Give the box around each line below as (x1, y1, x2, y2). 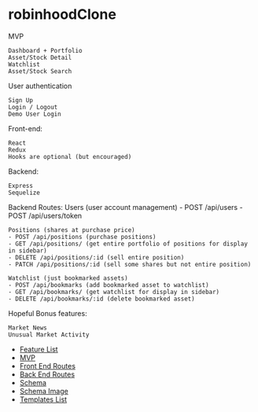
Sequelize (8, 189, 41, 197)
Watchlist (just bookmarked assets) (8, 274, 128, 282)
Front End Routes (19, 361, 76, 370)
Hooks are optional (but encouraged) (8, 153, 132, 160)
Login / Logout (8, 103, 58, 111)
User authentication (8, 81, 72, 90)
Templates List (19, 395, 68, 404)
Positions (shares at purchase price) (8, 226, 135, 234)
